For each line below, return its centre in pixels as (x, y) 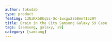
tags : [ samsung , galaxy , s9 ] (34, 28)
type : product (19, 14)
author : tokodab (21, 9)
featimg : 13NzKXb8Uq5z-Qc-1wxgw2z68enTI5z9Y (51, 18)
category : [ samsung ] (26, 32)
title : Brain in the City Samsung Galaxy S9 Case (56, 23)
